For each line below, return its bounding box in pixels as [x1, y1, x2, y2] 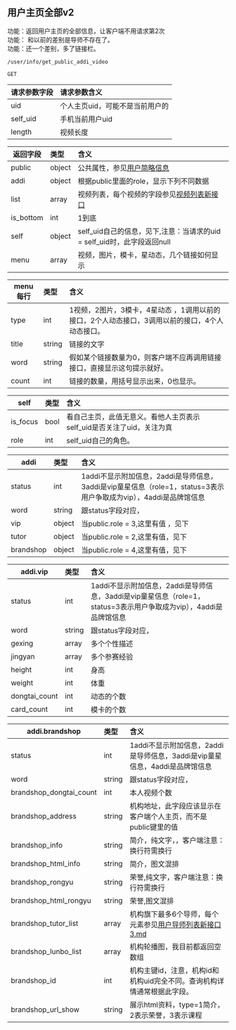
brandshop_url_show [11, 1005, 79, 1015]
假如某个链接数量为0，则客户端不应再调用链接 [69, 352, 222, 362]
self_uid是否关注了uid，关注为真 [66, 422, 173, 432]
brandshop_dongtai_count [11, 787, 97, 797]
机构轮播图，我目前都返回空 [129, 941, 221, 951]
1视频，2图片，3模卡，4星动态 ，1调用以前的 [69, 305, 221, 314]
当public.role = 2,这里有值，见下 [81, 532, 188, 542]
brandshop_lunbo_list [11, 946, 82, 956]
